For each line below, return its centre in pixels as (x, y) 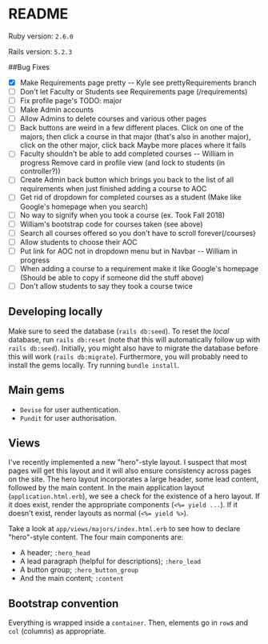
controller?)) (40, 171)
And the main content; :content (72, 578)
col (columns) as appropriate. (57, 631)
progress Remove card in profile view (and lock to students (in (122, 163)
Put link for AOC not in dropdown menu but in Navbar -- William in (129, 251)
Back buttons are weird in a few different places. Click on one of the (132, 128)
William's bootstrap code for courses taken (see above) (111, 224)
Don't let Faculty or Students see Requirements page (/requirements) (134, 92)
